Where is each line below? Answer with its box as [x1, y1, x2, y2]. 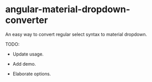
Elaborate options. [12, 70, 51, 77]
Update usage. [12, 51, 44, 57]
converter [5, 14, 48, 26]
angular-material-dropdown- [5, 4, 131, 15]
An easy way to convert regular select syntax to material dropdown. [5, 31, 147, 37]
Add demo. [12, 61, 36, 67]
